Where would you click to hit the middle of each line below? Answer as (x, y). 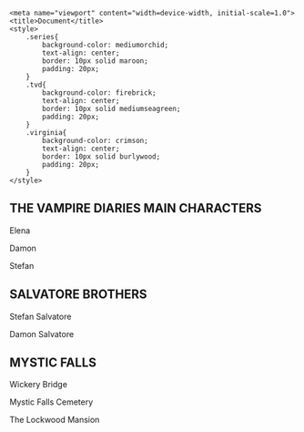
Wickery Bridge (39, 385)
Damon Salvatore (42, 334)
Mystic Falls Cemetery (51, 402)
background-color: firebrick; (99, 93)
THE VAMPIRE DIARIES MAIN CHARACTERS (136, 208)
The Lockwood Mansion (55, 420)
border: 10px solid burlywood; (101, 157)
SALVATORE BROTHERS (78, 295)
